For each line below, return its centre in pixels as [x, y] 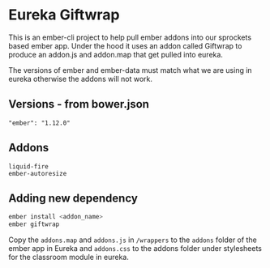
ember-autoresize [38, 173]
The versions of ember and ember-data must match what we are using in [131, 70]
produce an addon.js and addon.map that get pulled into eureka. [116, 54]
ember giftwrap [34, 224]
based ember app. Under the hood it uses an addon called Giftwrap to [125, 45]
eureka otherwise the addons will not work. [80, 79]
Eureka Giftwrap [64, 15]
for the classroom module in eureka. [69, 257]
